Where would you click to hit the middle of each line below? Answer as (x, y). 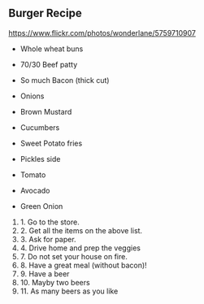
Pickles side (40, 159)
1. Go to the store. (50, 222)
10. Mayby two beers (55, 282)
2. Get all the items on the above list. (81, 230)
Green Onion (41, 206)
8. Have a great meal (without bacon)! (84, 265)
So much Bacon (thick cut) (65, 80)
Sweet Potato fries (51, 143)
